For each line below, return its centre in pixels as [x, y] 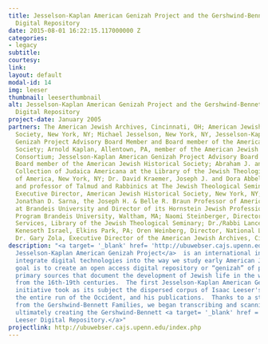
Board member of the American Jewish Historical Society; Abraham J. [133, 164]
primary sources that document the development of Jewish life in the [135, 275]
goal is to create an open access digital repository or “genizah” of [135, 268]
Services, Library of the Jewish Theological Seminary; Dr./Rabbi [128, 223]
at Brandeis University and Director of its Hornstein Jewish [121, 208]
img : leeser [28, 90]
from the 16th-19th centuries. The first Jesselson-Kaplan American [133, 283]
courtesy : [25, 61]
